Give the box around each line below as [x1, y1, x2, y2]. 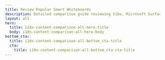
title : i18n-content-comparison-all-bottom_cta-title [9, 39, 122, 44]
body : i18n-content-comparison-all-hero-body [9, 30, 105, 34]
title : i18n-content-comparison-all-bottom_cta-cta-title [14, 47, 135, 52]
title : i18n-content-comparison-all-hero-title [9, 25, 109, 30]
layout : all [5, 16, 29, 21]
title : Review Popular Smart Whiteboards [5, 7, 91, 12]
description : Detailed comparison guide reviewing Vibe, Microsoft [5, 12, 146, 16]
